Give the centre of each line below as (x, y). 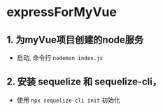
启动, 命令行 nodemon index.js (60, 58)
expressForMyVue (62, 12)
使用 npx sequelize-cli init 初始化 (68, 100)
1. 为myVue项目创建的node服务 (75, 39)
